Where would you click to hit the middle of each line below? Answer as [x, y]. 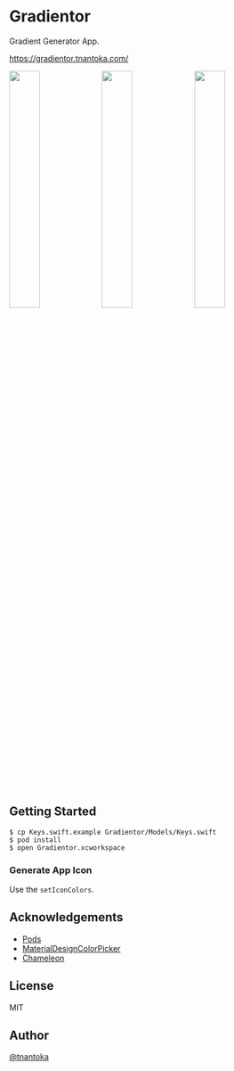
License [32, 986]
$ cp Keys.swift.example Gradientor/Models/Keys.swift [113, 832]
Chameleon [43, 958]
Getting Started [53, 812]
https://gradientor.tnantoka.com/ [69, 58]
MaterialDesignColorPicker [71, 948]
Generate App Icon [51, 869]
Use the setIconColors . [52, 890]
